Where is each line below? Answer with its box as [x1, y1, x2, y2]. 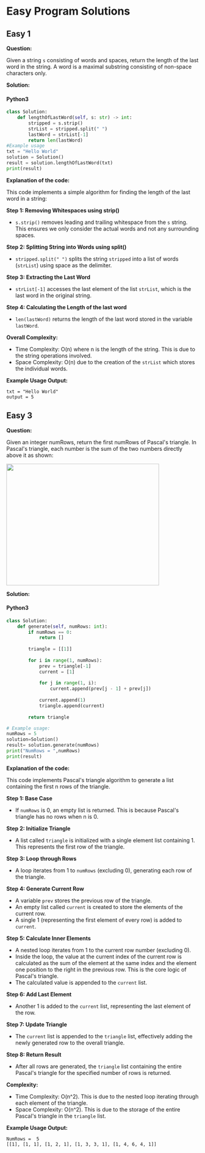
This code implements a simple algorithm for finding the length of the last [6, 188, 191, 196]
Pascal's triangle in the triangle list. [15, 1112, 107, 1119]
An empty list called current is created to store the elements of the [15, 903, 183, 910]
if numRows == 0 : [28, 629, 72, 635]
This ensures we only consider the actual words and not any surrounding [15, 224, 200, 232]
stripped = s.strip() [28, 120, 84, 126]
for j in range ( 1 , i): [38, 680, 97, 686]
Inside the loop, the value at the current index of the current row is [15, 953, 182, 960]
